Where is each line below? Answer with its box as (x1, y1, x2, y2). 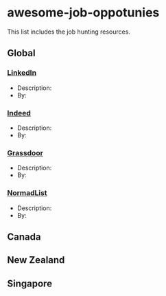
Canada (7, 231, 41, 242)
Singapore (7, 277, 53, 289)
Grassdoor (7, 148, 43, 157)
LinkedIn (7, 68, 36, 78)
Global (7, 47, 36, 59)
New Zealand (7, 254, 65, 266)
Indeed (7, 108, 31, 117)
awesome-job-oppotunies (7, 5, 160, 21)
